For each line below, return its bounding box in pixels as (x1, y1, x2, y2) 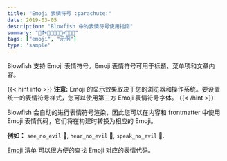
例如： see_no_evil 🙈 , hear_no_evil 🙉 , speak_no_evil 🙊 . (7, 131, 165, 140)
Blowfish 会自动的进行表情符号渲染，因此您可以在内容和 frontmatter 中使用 (7, 108, 221, 116)
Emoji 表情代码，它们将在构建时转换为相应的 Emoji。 (7, 117, 157, 125)
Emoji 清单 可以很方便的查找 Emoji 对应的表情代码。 (7, 146, 154, 154)
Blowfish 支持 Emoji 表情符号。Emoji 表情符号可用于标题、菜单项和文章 (7, 62, 209, 69)
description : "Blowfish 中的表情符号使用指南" (7, 23, 134, 30)
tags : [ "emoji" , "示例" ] (7, 36, 77, 43)
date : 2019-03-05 (7, 17, 57, 23)
